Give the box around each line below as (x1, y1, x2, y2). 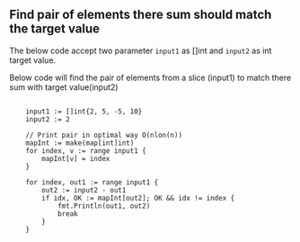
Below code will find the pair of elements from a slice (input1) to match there (9, 72, 292, 83)
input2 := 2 (25, 114, 70, 124)
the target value (9, 22, 101, 37)
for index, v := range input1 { (25, 146, 146, 156)
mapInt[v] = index (41, 154, 110, 163)
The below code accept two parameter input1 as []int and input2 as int (9, 45, 272, 56)
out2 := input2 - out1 (41, 185, 127, 194)
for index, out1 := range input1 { (25, 177, 159, 187)
